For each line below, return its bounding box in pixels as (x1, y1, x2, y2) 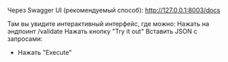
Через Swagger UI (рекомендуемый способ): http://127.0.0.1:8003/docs (7, 6, 221, 14)
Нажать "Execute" (17, 49, 72, 56)
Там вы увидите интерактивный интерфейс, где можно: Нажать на (7, 20, 210, 27)
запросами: (7, 35, 43, 43)
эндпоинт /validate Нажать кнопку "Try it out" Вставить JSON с (7, 27, 198, 35)
